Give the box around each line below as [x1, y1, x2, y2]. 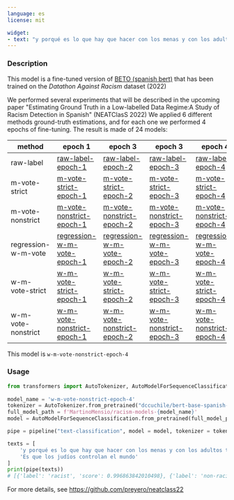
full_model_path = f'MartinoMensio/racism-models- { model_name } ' [7, 409, 198, 416]
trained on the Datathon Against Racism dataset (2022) [7, 81, 167, 91]
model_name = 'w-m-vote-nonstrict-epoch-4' [7, 396, 136, 403]
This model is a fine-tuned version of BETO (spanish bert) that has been [7, 75, 214, 83]
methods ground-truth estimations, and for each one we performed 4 [7, 118, 207, 126]
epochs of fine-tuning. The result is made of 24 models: [7, 125, 168, 133]
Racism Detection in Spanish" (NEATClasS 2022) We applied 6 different [7, 110, 212, 118]
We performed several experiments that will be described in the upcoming [7, 95, 220, 104]
